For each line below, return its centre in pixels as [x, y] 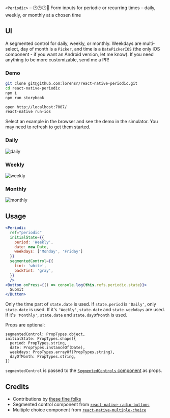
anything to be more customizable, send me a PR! [57, 60]
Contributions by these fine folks [47, 399]
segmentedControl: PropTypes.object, [45, 334]
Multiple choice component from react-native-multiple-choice [79, 410]
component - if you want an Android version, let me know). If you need [79, 54]
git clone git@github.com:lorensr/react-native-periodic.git [72, 84]
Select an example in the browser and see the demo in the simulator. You [82, 122]
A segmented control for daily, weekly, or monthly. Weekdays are [73, 43]
